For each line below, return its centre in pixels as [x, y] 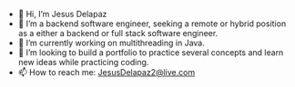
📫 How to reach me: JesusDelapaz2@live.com [107, 72]
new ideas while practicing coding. [83, 62]
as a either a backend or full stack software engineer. [118, 33]
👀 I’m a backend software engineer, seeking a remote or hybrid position [152, 24]
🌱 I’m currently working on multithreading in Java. [111, 43]
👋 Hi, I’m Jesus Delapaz [62, 14]
